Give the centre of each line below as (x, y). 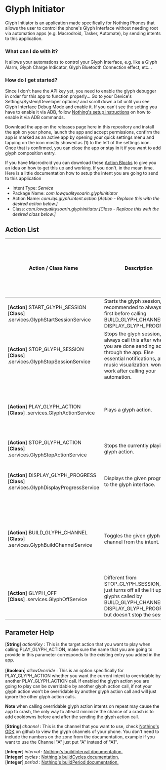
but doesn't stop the (127, 615)
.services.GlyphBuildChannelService (50, 545)
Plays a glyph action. (128, 410)
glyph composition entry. (30, 153)
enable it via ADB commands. (35, 117)
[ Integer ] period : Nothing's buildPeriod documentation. (62, 762)
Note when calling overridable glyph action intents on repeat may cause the (82, 706)
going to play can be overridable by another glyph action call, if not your (79, 686)
